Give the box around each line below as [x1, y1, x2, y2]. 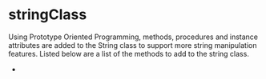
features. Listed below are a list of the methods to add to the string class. [8, 49, 250, 58]
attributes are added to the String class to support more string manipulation [8, 40, 258, 49]
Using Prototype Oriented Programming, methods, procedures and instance [8, 32, 259, 41]
